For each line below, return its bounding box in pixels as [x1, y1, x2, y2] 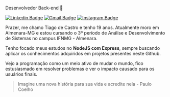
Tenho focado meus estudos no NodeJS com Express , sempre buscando [5, 45, 160, 51]
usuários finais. [5, 71, 37, 77]
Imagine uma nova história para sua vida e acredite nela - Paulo [17, 81, 152, 87]
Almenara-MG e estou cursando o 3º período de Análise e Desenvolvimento [5, 30, 165, 36]
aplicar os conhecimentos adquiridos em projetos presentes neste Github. [5, 51, 161, 56]
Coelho [17, 86, 33, 92]
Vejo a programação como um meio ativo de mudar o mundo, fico [5, 60, 144, 66]
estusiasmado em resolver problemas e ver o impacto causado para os [5, 66, 155, 72]
